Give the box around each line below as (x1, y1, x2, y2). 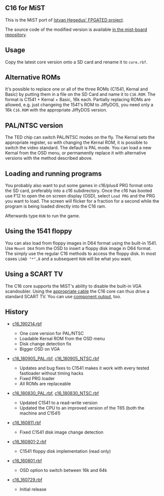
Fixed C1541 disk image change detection (19, 429, 104, 435)
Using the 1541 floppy (5, 227, 72, 235)
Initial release (19, 486, 47, 492)
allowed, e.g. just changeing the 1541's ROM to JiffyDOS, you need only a (5, 102, 154, 108)
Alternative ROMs (5, 73, 61, 82)
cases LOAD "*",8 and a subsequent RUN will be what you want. (5, 255, 132, 262)
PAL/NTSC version (5, 121, 63, 130)
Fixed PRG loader (19, 375, 55, 381)
